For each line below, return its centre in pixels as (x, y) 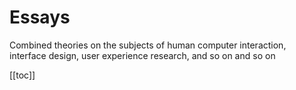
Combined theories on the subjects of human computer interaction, (148, 45)
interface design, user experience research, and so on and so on (142, 55)
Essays (40, 17)
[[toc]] (22, 75)
